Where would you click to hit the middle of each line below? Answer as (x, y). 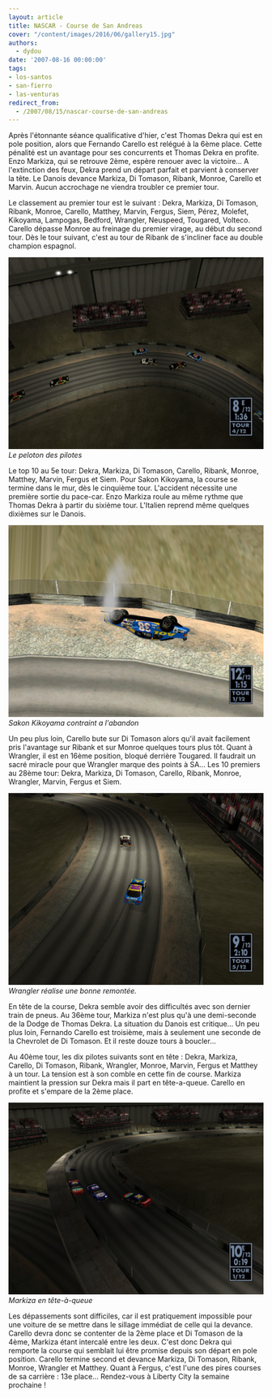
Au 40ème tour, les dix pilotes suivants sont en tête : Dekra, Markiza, (123, 1057)
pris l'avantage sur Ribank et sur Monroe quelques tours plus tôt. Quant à (131, 748)
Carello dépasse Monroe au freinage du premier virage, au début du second (135, 229)
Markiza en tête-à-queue (51, 1301)
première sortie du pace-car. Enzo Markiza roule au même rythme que (126, 497)
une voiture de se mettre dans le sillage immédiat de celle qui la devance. (131, 1325)
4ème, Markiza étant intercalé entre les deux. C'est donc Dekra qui (120, 1342)
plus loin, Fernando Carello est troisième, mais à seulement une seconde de (135, 1033)
